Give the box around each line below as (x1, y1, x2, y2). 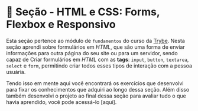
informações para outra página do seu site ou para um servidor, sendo (6, 49, 178, 56)
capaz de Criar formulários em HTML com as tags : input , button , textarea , (6, 56, 189, 63)
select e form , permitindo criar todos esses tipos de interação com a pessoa (6, 62, 193, 69)
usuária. (6, 68, 26, 75)
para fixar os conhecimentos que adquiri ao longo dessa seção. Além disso (6, 86, 190, 93)
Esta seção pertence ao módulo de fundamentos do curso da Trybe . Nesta (6, 37, 185, 44)
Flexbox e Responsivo (6, 18, 116, 31)
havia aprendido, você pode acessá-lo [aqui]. (6, 98, 117, 105)
